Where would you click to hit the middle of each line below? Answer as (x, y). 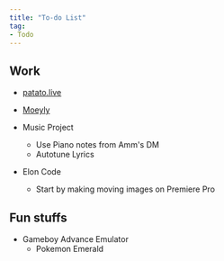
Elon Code (41, 172)
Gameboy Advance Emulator (75, 239)
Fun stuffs (38, 217)
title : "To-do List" (48, 18)
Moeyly (36, 110)
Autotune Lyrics (65, 155)
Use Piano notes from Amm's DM (98, 145)
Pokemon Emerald (70, 249)
